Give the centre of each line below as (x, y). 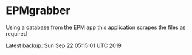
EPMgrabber (38, 11)
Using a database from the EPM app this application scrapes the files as (96, 27)
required (16, 33)
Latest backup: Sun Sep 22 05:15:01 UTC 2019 (64, 45)
